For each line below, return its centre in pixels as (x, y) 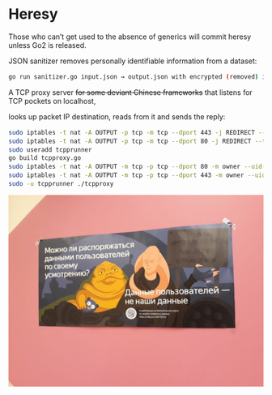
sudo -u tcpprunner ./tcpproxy (61, 184)
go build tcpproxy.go (45, 158)
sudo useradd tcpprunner (50, 150)
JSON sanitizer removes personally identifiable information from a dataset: (133, 61)
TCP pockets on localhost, (52, 101)
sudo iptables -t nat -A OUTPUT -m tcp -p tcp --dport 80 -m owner (125, 167)
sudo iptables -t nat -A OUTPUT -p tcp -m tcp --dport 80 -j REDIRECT (130, 141)
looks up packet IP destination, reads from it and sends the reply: (117, 116)
